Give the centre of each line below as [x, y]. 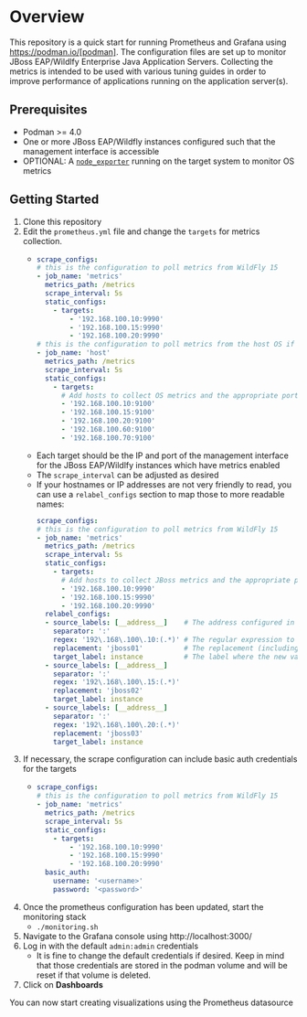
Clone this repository [62, 221]
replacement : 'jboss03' [98, 733]
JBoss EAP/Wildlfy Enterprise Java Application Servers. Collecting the [142, 61]
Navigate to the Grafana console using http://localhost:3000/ [138, 936]
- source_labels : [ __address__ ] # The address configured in [169, 623]
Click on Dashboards [63, 984]
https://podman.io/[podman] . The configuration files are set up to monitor [148, 51]
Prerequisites [48, 110]
